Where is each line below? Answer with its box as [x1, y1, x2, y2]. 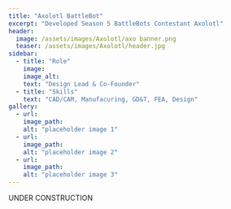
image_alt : [23, 72, 60, 81]
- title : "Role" [15, 58, 71, 66]
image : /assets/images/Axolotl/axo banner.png [15, 34, 177, 43]
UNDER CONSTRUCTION [8, 193, 94, 202]
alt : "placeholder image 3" [23, 171, 118, 179]
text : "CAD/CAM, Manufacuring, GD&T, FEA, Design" [23, 95, 198, 103]
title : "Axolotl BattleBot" [8, 11, 104, 20]
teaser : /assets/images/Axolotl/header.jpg [15, 42, 165, 50]
